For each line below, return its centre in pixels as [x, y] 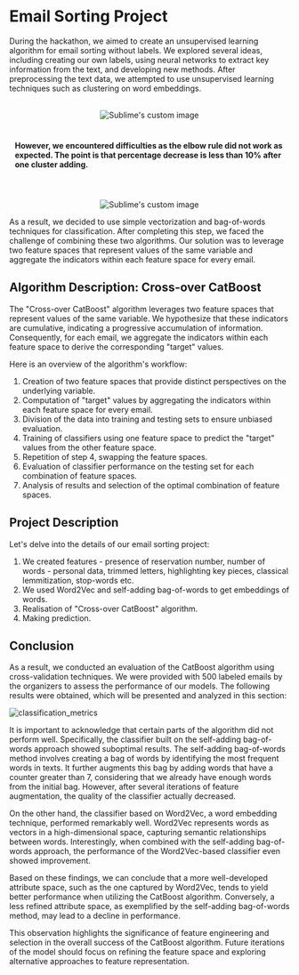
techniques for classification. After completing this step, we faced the [137, 231]
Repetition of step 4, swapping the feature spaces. [115, 456]
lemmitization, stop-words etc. [78, 580]
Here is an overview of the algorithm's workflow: [98, 364]
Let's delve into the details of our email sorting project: [109, 544]
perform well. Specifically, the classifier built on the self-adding [125, 739]
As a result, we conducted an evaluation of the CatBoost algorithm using [142, 667]
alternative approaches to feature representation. [99, 962]
